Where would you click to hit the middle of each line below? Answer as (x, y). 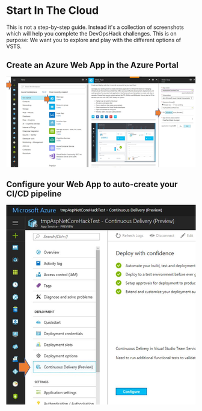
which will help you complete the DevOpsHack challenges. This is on (92, 33)
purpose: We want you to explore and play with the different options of (94, 40)
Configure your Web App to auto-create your (92, 184)
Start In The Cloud (53, 11)
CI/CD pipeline (34, 193)
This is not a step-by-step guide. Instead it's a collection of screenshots (95, 27)
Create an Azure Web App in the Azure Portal (92, 65)
